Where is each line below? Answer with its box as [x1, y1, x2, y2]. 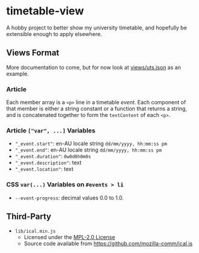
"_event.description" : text [14, 159, 82, 166]
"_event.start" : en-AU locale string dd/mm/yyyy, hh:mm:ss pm [14, 140, 167, 147]
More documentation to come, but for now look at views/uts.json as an [6, 64, 182, 71]
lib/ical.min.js [14, 228, 56, 234]
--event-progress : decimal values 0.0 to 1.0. [14, 194, 124, 201]
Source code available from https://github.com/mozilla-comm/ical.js [23, 240, 193, 247]
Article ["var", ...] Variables [6, 126, 96, 134]
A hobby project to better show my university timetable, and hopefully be [6, 24, 188, 31]
